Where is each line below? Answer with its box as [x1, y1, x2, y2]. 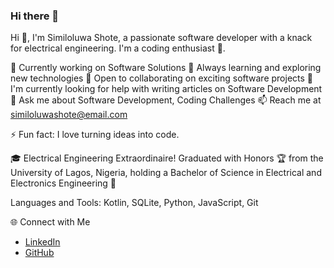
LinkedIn [24, 236, 61, 248]
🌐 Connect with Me [10, 216, 91, 228]
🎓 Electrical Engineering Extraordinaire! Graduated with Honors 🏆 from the [10, 152, 324, 164]
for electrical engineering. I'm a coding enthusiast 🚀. [10, 42, 226, 54]
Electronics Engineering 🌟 [10, 177, 117, 189]
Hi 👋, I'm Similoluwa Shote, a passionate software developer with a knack [10, 32, 313, 44]
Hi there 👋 [10, 9, 60, 23]
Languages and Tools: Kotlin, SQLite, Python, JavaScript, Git [10, 197, 259, 209]
